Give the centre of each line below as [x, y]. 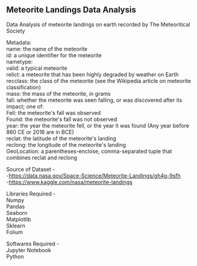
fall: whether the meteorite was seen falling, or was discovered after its [94, 100]
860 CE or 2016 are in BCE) [40, 132]
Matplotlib [19, 219]
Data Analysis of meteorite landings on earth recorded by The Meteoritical [98, 24]
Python [15, 256]
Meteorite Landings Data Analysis [71, 10]
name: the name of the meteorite [47, 49]
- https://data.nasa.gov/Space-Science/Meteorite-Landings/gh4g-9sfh [93, 175]
